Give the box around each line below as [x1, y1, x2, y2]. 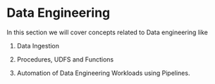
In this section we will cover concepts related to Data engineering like [6, 28, 209, 36]
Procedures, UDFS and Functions [16, 55, 114, 64]
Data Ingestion [16, 41, 60, 50]
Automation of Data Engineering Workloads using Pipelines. [16, 69, 190, 77]
